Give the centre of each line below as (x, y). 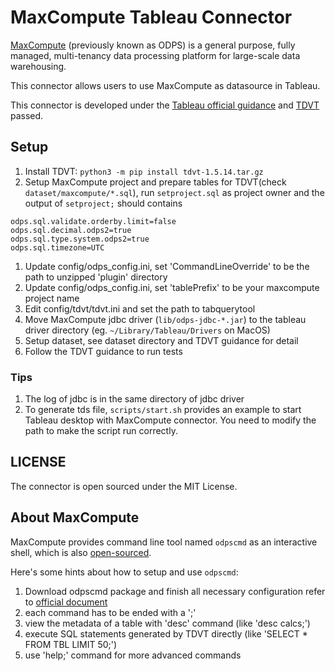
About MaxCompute (75, 517)
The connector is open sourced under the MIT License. (124, 486)
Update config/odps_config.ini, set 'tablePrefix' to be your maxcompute (172, 287)
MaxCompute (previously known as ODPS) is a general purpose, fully (153, 45)
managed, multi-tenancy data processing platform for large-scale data (155, 55)
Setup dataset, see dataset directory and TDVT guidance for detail (161, 340)
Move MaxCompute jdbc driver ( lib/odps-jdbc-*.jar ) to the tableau (165, 319)
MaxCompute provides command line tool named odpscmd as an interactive (164, 542)
